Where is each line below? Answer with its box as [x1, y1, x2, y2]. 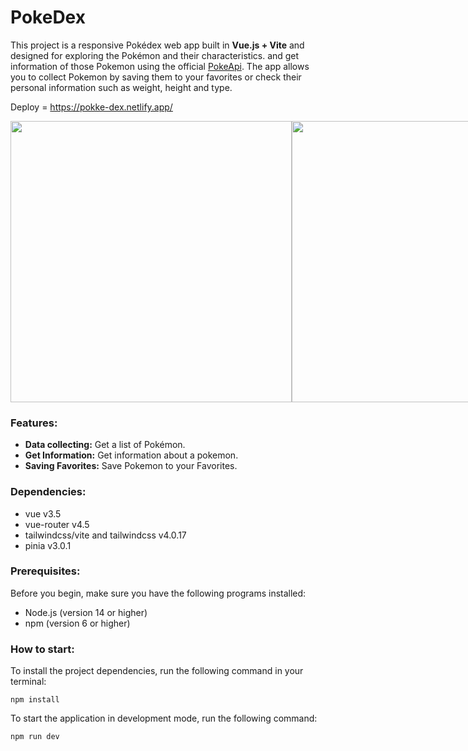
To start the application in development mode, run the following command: [10, 712, 318, 725]
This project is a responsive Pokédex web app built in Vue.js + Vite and [10, 39, 305, 51]
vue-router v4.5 [24, 518, 90, 530]
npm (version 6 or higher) [24, 617, 131, 629]
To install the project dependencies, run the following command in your [10, 665, 304, 677]
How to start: [10, 642, 75, 656]
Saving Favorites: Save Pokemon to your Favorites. [24, 460, 238, 472]
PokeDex [10, 6, 86, 29]
